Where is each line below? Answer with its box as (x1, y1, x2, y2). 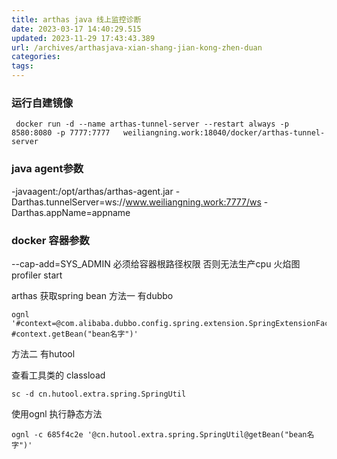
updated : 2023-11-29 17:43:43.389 (11, 33, 156, 43)
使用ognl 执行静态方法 (11, 407, 103, 420)
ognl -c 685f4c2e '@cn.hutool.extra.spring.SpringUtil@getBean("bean (11, 429, 308, 440)
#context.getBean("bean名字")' (11, 329, 139, 339)
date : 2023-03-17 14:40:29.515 (11, 24, 142, 34)
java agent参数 (11, 162, 84, 176)
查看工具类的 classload (11, 369, 106, 381)
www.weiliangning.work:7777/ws (125, 196, 262, 208)
